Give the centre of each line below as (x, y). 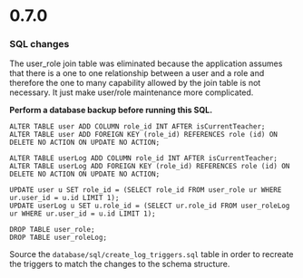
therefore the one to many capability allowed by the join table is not (135, 83)
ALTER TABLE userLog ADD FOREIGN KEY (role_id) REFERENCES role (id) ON (150, 167)
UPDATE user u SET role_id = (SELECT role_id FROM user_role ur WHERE (146, 190)
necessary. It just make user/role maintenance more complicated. (132, 92)
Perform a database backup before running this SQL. (111, 110)
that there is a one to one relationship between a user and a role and (137, 73)
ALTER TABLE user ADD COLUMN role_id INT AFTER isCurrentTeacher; (137, 127)
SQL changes (39, 44)
